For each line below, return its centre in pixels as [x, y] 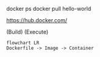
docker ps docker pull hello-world [49, 9]
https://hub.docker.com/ [37, 20]
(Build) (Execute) [27, 32]
